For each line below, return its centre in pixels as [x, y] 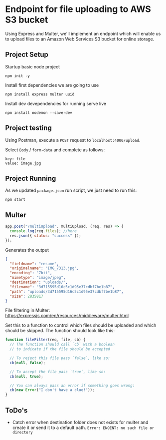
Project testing [29, 128]
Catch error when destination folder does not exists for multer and [80, 422]
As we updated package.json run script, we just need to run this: [71, 190]
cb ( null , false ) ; [28, 363]
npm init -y [17, 76]
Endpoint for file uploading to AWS [78, 9]
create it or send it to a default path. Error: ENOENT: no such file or [83, 428]
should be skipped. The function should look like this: [60, 331]
